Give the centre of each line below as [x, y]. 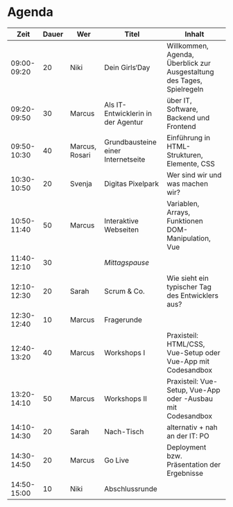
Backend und [188, 117]
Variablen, [183, 203]
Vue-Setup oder [193, 352]
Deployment [186, 447]
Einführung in [188, 137]
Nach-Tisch [124, 431]
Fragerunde [123, 320]
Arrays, [178, 212]
